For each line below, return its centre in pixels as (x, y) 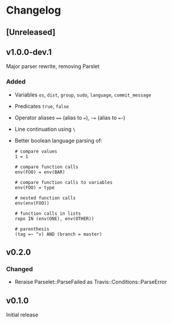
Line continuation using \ (45, 129)
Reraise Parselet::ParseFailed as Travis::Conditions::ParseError (90, 282)
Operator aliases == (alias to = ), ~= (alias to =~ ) (70, 117)
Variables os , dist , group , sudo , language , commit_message (83, 95)
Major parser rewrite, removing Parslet (53, 66)
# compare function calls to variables (64, 182)
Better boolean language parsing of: (58, 140)
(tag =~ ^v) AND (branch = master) (58, 234)
